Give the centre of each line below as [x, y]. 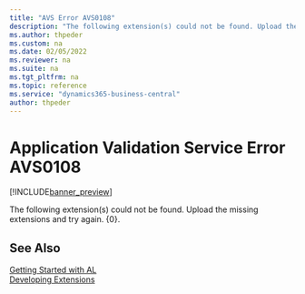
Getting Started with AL [53, 270]
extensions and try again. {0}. [65, 219]
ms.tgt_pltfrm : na [44, 77]
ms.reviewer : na [40, 60]
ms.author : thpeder [46, 35]
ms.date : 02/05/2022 [49, 52]
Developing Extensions [52, 279]
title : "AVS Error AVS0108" [63, 18]
